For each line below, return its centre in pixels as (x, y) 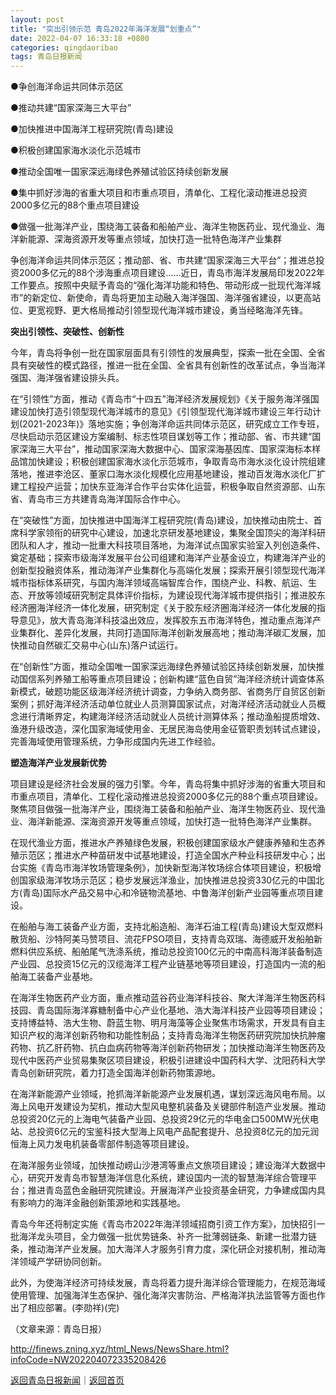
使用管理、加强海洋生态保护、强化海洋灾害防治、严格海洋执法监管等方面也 (163, 1295)
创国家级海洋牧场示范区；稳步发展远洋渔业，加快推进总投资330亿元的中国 (163, 880)
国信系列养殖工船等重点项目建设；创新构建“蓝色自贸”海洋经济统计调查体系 (171, 679)
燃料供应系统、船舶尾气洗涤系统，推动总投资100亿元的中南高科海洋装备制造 (166, 952)
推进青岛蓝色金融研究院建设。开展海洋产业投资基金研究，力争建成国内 (172, 1190)
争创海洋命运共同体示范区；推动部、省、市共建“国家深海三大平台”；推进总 (163, 260)
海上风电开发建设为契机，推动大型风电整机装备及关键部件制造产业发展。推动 (168, 1107)
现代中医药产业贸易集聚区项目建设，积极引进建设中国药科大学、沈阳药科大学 (168, 1060)
